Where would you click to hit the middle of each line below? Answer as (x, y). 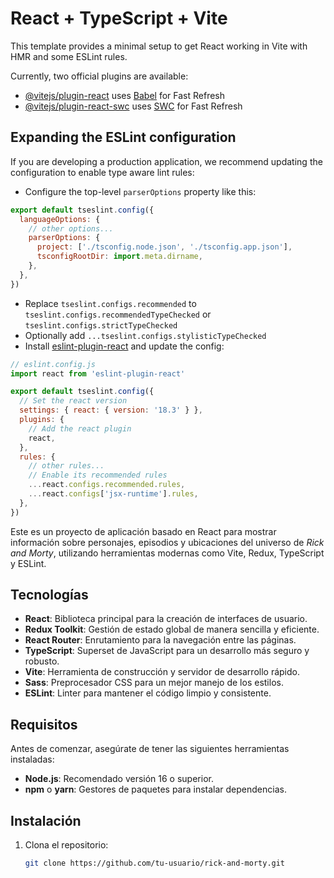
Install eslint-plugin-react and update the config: (124, 346)
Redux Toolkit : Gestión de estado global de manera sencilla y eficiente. (172, 629)
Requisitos (44, 724)
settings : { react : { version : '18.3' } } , (111, 410)
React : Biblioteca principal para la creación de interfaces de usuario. (166, 619)
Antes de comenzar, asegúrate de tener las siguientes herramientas (150, 749)
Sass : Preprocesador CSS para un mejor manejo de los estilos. (154, 683)
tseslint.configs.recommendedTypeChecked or (118, 314)
